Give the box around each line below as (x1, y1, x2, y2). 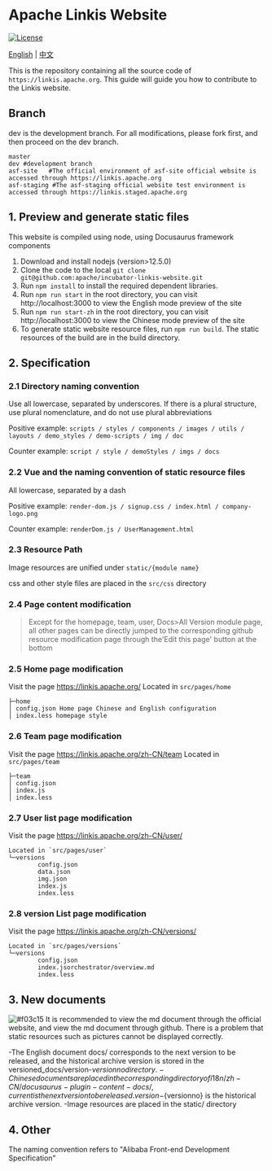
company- (222, 502, 252, 510)
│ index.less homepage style (8, 712, 107, 720)
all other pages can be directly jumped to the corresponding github (28, 626, 254, 636)
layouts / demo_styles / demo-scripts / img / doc (8, 432, 184, 440)
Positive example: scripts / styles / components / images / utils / (8, 423, 245, 433)
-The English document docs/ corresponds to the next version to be (8, 1047, 236, 1057)
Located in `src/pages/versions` (8, 942, 122, 950)
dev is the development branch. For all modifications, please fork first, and (8, 128, 258, 138)
